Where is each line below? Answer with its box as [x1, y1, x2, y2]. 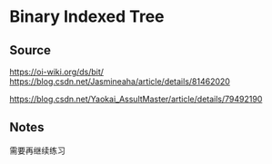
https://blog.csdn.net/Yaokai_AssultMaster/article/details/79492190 [9, 93, 263, 104]
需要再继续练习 [9, 145, 65, 156]
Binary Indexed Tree [9, 6, 166, 27]
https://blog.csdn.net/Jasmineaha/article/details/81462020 [9, 76, 230, 87]
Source [9, 43, 52, 58]
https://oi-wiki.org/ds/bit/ [9, 66, 105, 77]
